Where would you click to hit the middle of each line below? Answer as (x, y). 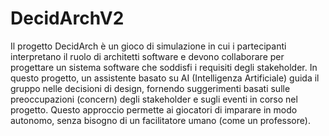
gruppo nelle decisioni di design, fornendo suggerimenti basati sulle (150, 88)
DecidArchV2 (67, 18)
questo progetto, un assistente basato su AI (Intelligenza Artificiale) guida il (165, 78)
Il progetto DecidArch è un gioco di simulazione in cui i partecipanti (148, 46)
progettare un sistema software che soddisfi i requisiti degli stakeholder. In (164, 67)
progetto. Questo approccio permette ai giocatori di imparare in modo (154, 109)
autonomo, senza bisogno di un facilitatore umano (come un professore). (160, 120)
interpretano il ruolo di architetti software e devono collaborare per (147, 56)
